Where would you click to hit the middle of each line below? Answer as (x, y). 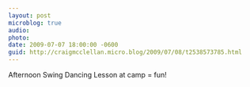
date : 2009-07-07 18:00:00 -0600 (63, 45)
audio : (19, 30)
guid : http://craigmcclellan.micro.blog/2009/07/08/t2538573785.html (125, 52)
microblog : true (35, 23)
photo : (19, 38)
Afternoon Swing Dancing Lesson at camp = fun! (88, 75)
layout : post (30, 15)
